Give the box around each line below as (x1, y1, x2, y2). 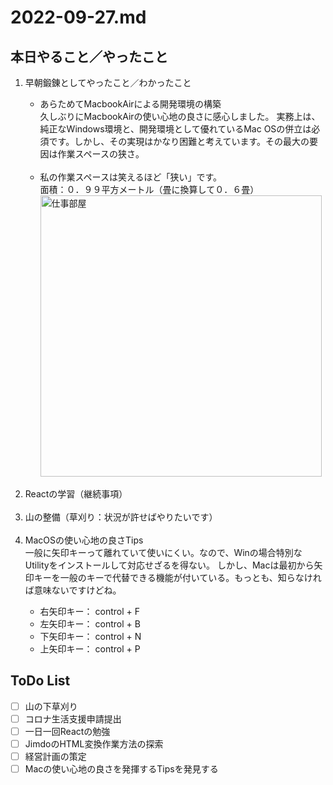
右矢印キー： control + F (39, 606, 141, 617)
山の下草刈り (24, 700, 78, 712)
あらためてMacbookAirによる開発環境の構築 (39, 98, 222, 110)
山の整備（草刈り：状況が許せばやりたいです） (24, 511, 218, 523)
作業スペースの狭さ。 (57, 148, 145, 160)
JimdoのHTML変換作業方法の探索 (24, 738, 164, 750)
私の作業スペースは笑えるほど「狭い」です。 (39, 171, 218, 183)
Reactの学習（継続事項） (24, 488, 128, 500)
